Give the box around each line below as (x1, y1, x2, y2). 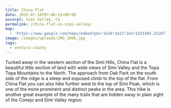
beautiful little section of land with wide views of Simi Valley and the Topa (5, 64, 159, 70)
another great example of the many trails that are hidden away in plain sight (5, 91, 164, 97)
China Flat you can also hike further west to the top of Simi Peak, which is (5, 81, 160, 87)
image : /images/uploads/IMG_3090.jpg (5, 36, 85, 41)
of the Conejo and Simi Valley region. (5, 97, 83, 103)
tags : (5, 41, 17, 46)
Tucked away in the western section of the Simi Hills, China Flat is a (5, 59, 147, 65)
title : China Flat (5, 7, 44, 13)
